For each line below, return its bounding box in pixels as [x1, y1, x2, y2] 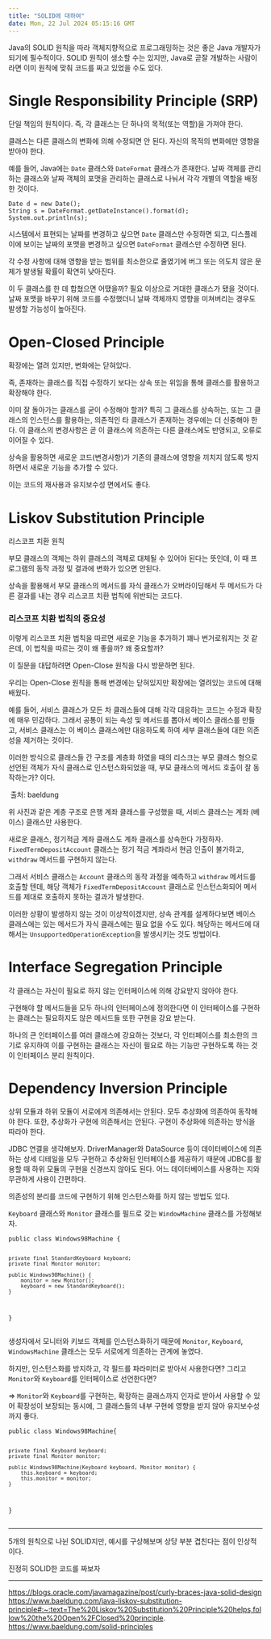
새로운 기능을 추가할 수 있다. [29, 462, 119, 473]
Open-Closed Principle [8, 333, 165, 352]
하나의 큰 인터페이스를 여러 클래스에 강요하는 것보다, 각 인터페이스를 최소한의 [8, 1030, 250, 1039]
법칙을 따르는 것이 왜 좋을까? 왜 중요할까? [33, 643, 164, 653]
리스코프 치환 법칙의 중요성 [8, 613, 106, 625]
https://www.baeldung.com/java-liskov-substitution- [8, 1596, 183, 1606]
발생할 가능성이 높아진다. [8, 304, 86, 314]
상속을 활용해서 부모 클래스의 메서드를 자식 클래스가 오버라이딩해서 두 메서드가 [8, 581, 254, 591]
